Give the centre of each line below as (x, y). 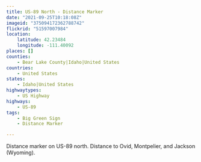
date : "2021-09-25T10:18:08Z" (44, 17)
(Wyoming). (21, 153)
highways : (19, 101)
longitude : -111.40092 (45, 46)
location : (19, 34)
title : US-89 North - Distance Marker (55, 12)
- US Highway (33, 96)
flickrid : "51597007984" (37, 29)
